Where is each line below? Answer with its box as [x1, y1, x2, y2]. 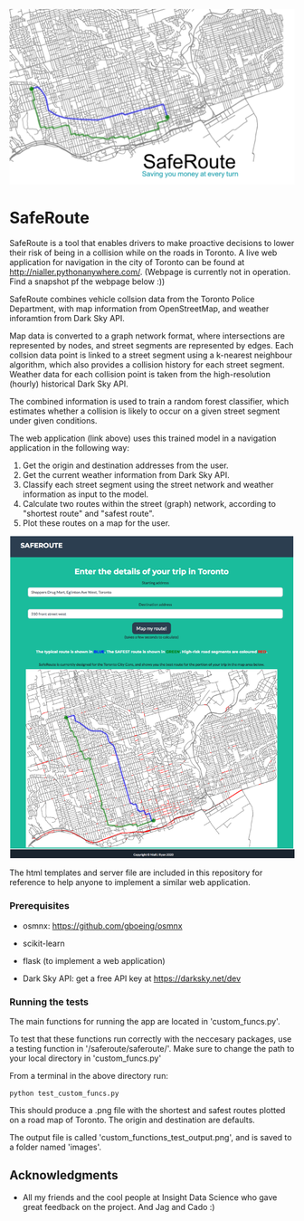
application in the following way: [9, 443, 129, 453]
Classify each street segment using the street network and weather [22, 480, 274, 491]
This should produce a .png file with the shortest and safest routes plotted [9, 1105, 286, 1116]
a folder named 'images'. [9, 1141, 102, 1153]
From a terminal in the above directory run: [9, 1071, 169, 1082]
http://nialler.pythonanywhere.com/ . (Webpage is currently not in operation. [9, 267, 291, 278]
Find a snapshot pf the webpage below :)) [9, 276, 166, 287]
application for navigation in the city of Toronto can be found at [9, 257, 245, 268]
